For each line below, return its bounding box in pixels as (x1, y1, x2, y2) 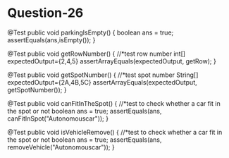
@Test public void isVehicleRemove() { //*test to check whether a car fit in (7, 128, 223, 136)
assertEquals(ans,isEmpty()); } (7, 35, 96, 44)
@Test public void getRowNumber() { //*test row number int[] (7, 49, 185, 58)
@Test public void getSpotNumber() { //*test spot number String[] (7, 71, 199, 79)
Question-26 (7, 5, 84, 21)
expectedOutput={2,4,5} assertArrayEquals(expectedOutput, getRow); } (7, 56, 216, 65)
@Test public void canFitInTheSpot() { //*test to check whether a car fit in (7, 99, 221, 107)
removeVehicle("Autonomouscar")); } (7, 142, 115, 151)
